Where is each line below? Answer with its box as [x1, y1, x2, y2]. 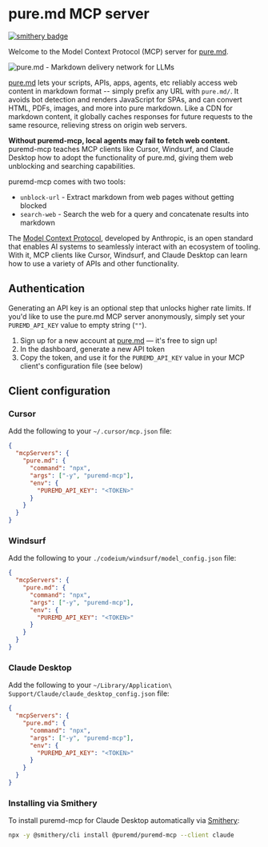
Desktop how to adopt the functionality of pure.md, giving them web [8, 153, 234, 162]
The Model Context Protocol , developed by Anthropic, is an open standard [8, 233, 254, 242]
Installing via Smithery [8, 797, 98, 809]
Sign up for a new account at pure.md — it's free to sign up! [19, 335, 218, 345]
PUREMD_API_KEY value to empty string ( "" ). [8, 320, 147, 330]
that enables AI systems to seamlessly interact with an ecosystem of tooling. [8, 242, 261, 251]
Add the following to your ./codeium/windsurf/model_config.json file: [8, 553, 237, 563]
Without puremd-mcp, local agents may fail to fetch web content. [8, 135, 230, 145]
